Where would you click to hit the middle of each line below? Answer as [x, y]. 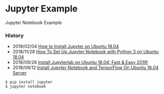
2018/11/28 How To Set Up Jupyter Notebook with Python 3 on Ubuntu [86, 52]
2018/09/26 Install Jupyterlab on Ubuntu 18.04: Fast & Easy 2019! [80, 62]
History [15, 35]
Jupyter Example [42, 9]
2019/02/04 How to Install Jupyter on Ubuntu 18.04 [66, 46]
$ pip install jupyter [29, 82]
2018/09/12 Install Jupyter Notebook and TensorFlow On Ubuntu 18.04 [86, 67]
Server [19, 73]
